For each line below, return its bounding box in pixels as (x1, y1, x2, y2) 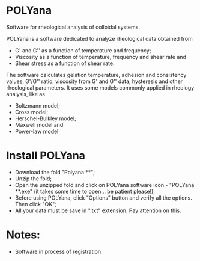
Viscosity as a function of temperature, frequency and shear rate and (14, 53, 186, 60)
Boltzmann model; (14, 102, 60, 109)
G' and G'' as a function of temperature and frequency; (14, 46, 151, 54)
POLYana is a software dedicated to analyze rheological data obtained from (6, 35, 193, 42)
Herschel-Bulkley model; (14, 115, 76, 122)
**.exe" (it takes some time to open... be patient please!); (14, 188, 155, 195)
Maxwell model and (14, 121, 64, 128)
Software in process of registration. (14, 248, 103, 255)
